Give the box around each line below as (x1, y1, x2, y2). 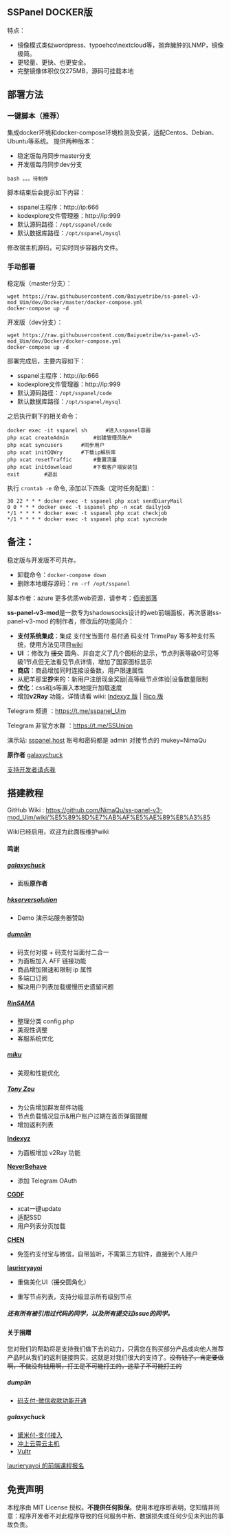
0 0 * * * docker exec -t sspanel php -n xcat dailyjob (7, 503, 170, 510)
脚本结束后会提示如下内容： (7, 188, 86, 197)
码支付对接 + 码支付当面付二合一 (16, 947, 109, 956)
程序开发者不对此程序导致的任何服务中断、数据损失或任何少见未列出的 (19, 1512, 218, 1521)
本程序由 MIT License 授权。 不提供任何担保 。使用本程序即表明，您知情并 (7, 1503, 214, 1512)
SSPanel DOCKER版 (7, 6, 93, 19)
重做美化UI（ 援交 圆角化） (16, 1278, 90, 1286)
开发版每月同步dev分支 (16, 160, 82, 168)
